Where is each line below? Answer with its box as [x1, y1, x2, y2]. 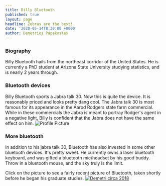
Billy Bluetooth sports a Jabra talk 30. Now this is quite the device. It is [5, 94, 150, 100]
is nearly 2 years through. [5, 69, 59, 75]
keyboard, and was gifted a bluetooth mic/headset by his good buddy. [5, 154, 150, 161]
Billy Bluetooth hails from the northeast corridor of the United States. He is [5, 59, 159, 65]
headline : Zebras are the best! [5, 21, 73, 27]
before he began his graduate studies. [5, 175, 84, 181]
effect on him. [5, 120, 34, 126]
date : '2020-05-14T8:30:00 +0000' [5, 26, 78, 31]
